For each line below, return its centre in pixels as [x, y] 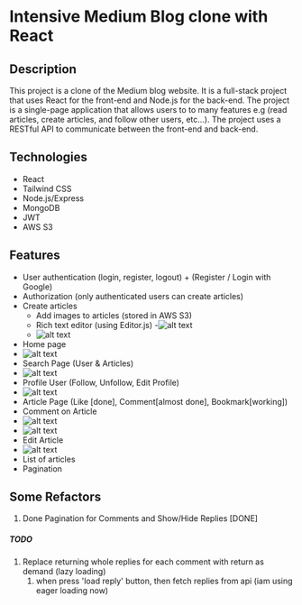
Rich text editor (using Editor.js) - [97, 325]
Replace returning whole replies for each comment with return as [143, 562]
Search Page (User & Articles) [78, 363]
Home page [44, 344]
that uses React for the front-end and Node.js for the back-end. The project [150, 100]
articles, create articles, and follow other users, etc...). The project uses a [145, 119]
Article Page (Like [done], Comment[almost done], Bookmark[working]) [155, 401]
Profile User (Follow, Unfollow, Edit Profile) [101, 382]
